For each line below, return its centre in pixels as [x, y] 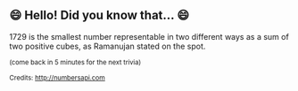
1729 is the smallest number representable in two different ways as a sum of [149, 36]
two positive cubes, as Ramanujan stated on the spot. [108, 46]
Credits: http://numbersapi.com [57, 78]
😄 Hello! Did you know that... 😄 [99, 15]
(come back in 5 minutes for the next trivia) [75, 62]
